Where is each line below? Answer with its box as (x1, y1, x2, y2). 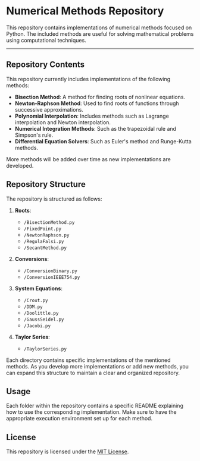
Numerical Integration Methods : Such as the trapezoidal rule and (14, 125, 177, 132)
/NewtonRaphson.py (23, 232, 70, 238)
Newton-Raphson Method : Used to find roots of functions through (14, 100, 180, 107)
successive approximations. (14, 106, 83, 113)
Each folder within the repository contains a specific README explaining (6, 402, 183, 410)
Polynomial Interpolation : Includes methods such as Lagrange (14, 112, 170, 119)
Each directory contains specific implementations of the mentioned (6, 356, 171, 364)
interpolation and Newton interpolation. (14, 118, 111, 126)
